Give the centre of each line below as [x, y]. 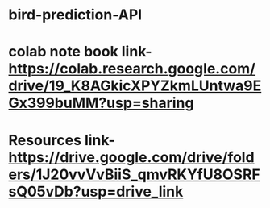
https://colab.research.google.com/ [132, 69]
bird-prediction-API [75, 15]
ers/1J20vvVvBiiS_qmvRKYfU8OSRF [134, 174]
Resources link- [62, 140]
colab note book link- [80, 52]
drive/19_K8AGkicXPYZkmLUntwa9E [135, 86]
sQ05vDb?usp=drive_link [96, 191]
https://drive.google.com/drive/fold [132, 157]
